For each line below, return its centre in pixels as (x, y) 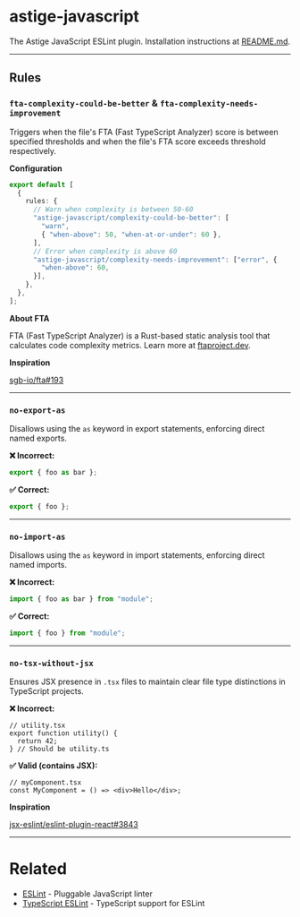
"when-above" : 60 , (75, 268)
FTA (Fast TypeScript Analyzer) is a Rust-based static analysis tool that (140, 335)
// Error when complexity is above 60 (105, 251)
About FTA (29, 318)
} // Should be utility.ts (59, 750)
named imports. (38, 565)
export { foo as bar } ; (54, 473)
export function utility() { (63, 733)
